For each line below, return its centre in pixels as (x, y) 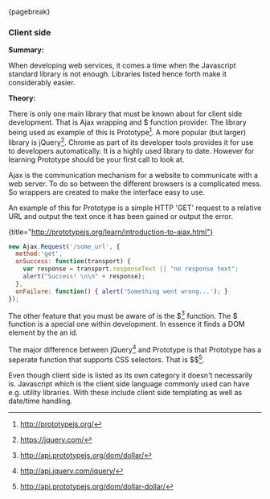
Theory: (22, 98)
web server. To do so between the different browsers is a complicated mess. (135, 184)
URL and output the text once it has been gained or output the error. (121, 216)
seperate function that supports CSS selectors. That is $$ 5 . (106, 359)
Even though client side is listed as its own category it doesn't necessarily (131, 375)
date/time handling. (41, 401)
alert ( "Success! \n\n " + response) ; (84, 277)
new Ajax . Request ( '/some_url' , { (64, 246)
